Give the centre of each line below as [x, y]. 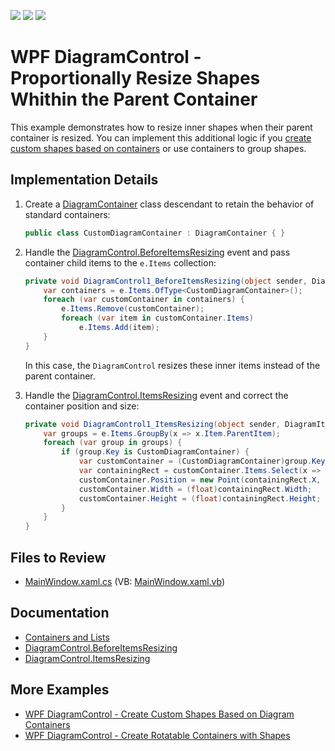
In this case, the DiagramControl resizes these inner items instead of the [172, 365]
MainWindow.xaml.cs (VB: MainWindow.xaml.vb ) [125, 581]
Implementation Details [84, 180]
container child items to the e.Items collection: [120, 262]
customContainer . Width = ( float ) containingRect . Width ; [195, 489]
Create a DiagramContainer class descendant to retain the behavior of [169, 204]
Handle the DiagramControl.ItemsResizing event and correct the [156, 395]
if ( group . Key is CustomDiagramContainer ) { [155, 452]
